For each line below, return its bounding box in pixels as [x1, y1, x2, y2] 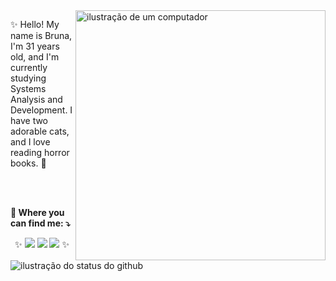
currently [10, 62, 48, 73]
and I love [10, 136, 51, 148]
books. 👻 [10, 157, 47, 169]
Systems [10, 83, 47, 94]
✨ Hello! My [10, 19, 60, 30]
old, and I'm [10, 51, 60, 63]
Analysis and [10, 94, 63, 105]
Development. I [10, 104, 73, 116]
